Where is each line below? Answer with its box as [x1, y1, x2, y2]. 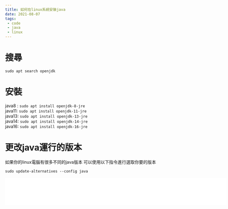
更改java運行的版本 [5, 142, 82, 153]
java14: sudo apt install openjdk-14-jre [5, 118, 88, 124]
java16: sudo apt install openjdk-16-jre [5, 123, 88, 129]
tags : [5, 16, 16, 21]
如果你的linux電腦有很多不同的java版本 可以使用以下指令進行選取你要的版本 [5, 159, 156, 165]
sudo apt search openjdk [5, 69, 56, 74]
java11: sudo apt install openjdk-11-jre [5, 108, 87, 114]
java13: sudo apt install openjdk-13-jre [5, 113, 88, 119]
